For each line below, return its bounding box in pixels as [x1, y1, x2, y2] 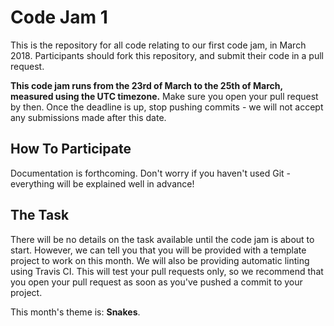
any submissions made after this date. [10, 111, 167, 123]
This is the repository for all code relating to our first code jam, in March [10, 39, 307, 51]
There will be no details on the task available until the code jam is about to [10, 233, 315, 245]
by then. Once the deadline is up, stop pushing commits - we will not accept [10, 101, 324, 113]
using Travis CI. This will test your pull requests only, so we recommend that [10, 265, 324, 277]
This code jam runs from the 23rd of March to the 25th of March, [10, 79, 283, 91]
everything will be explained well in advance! [10, 177, 195, 190]
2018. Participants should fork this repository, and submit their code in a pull [10, 49, 325, 61]
